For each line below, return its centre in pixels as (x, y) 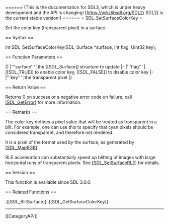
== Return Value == (26, 87)
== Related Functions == (31, 192)
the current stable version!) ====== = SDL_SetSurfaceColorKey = (74, 18)
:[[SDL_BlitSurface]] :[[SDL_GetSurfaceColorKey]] (57, 202)
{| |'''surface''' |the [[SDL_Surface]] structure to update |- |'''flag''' (74, 67)
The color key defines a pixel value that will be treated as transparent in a (81, 122)
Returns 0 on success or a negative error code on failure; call (69, 97)
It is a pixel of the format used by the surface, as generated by (70, 142)
